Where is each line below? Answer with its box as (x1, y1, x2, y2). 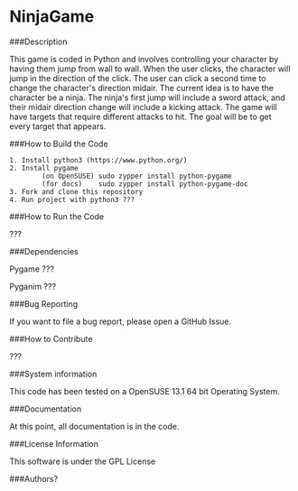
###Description (9, 36, 68, 47)
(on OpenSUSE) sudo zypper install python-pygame (42, 171, 232, 181)
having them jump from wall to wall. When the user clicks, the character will (9, 63, 291, 74)
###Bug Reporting (9, 298, 79, 309)
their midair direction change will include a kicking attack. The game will (9, 101, 277, 112)
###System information (9, 368, 98, 379)
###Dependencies (9, 245, 79, 256)
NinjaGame (9, 6, 95, 27)
